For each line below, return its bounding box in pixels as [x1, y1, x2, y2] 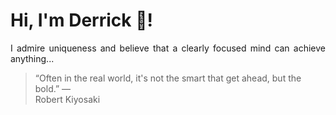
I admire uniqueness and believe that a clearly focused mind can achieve [10, 42, 326, 54]
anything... [10, 52, 55, 64]
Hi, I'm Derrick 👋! [10, 9, 153, 32]
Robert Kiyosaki [34, 93, 101, 105]
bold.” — [34, 82, 72, 94]
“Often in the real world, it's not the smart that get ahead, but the [34, 72, 302, 84]
